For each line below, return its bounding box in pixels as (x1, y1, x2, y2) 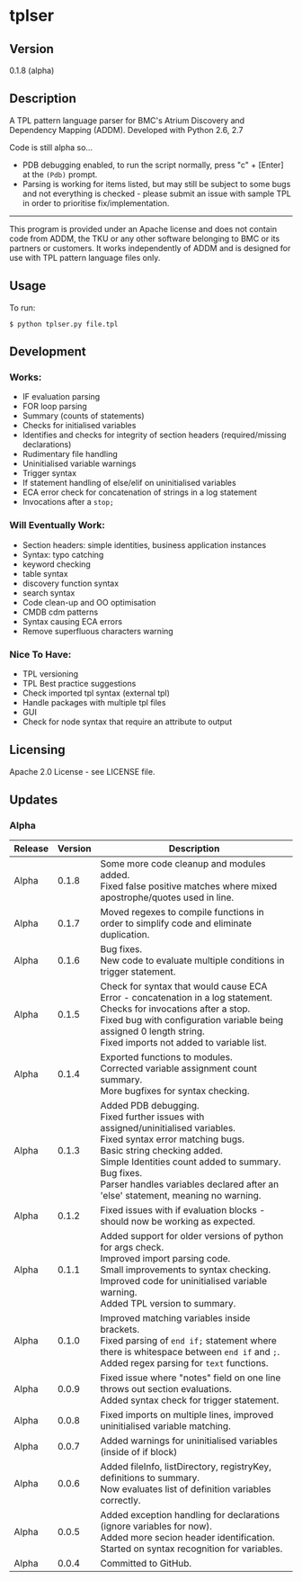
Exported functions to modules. (100, 1051, 233, 1064)
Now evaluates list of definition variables (100, 1483, 271, 1496)
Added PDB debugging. (100, 1100, 200, 1112)
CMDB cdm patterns (22, 606, 99, 617)
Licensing (9, 742, 66, 758)
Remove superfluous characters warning (22, 625, 173, 636)
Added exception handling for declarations (100, 1509, 280, 1522)
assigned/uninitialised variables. (100, 1122, 236, 1135)
